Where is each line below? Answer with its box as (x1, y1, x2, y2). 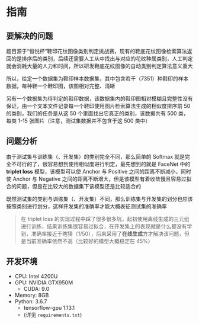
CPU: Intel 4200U (14, 272, 58, 280)
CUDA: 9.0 (23, 285, 50, 292)
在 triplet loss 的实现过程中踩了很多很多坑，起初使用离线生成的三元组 (20, 215, 190, 222)
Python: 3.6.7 (14, 297, 47, 305)
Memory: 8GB (14, 291, 49, 299)
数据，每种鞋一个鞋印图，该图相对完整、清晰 (6, 82, 115, 89)
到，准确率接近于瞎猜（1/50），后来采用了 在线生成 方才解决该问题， (20, 230, 185, 237)
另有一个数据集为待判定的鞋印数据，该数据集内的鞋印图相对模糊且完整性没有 (6, 95, 193, 102)
